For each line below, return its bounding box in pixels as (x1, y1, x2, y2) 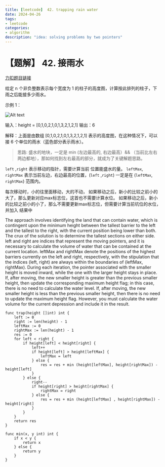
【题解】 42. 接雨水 (5, 58, 84, 69)
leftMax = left (40, 353, 72, 358)
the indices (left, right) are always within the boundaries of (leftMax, (5, 259, 143, 265)
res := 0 (14, 332, 32, 337)
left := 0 (14, 314, 35, 320)
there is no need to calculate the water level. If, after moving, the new (5, 285, 146, 291)
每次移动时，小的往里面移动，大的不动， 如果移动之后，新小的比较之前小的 (5, 189, 158, 195)
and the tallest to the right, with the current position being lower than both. (5, 228, 157, 233)
